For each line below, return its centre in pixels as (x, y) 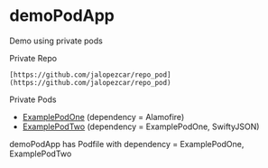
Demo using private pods (56, 41)
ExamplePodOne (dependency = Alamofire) (103, 117)
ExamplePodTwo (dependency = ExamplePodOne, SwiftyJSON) (141, 126)
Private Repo (33, 58)
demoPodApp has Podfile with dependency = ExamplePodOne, (127, 144)
